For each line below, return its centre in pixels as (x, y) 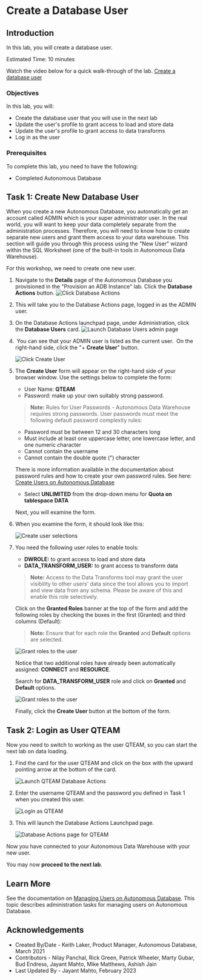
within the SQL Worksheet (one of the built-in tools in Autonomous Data (96, 250)
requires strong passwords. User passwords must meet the (104, 414)
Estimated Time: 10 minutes (41, 59)
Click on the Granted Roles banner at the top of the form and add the (101, 608)
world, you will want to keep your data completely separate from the (92, 224)
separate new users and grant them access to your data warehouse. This (98, 238)
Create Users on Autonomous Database (65, 482)
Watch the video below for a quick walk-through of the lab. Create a (91, 71)
